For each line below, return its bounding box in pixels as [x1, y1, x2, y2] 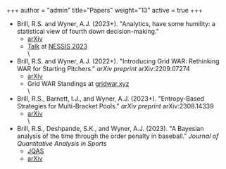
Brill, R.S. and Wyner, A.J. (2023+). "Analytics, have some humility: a [16, 20, 216, 27]
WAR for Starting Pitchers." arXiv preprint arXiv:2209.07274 [16, 65, 191, 73]
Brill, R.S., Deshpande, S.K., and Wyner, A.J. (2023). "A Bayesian [16, 125, 204, 132]
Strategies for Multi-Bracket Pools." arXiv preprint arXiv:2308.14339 [16, 102, 214, 110]
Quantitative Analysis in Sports [16, 139, 107, 147]
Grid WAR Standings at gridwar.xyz [27, 80, 130, 87]
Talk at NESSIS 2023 [27, 42, 88, 50]
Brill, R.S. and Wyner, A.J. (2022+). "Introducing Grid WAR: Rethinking [16, 57, 220, 65]
